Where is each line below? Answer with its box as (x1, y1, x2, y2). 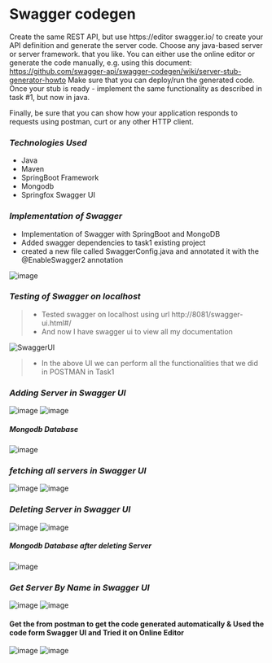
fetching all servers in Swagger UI (9, 465, 147, 477)
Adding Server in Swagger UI (9, 387, 126, 399)
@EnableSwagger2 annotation (20, 255, 124, 264)
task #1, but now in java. (9, 92, 90, 102)
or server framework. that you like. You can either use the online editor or (9, 49, 255, 59)
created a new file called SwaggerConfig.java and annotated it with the (20, 246, 260, 256)
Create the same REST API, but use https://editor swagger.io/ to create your (9, 32, 264, 41)
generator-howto (9, 75, 67, 85)
